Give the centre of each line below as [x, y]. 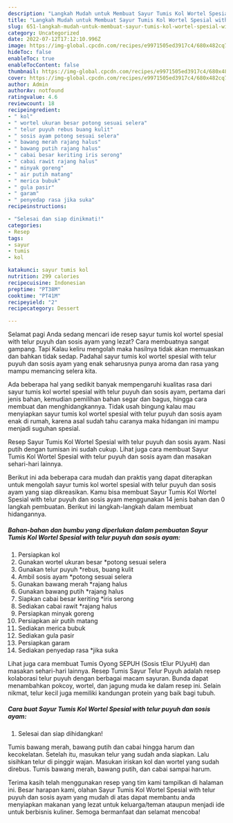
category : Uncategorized [44, 33]
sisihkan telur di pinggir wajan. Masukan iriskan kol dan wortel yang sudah [114, 762]
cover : [17, 78]
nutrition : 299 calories [44, 277]
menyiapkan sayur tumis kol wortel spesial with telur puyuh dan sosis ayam [115, 414]
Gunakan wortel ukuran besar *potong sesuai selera [92, 562]
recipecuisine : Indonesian [47, 283]
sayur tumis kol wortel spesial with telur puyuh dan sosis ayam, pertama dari [116, 392]
